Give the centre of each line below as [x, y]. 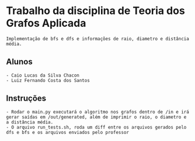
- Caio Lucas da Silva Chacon [43, 75]
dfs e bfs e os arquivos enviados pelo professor [68, 132]
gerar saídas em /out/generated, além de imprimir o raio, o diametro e [96, 117]
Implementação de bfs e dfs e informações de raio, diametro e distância [98, 39]
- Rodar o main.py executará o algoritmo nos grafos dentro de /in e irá [98, 112]
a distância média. [30, 122]
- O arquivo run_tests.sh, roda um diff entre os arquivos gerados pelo [96, 127]
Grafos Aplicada [46, 23]
